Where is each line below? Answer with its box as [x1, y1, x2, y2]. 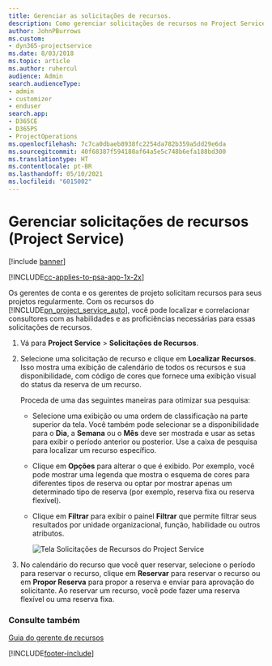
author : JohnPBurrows [8, 27, 82, 35]
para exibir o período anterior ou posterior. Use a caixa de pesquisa [32, 437, 257, 446]
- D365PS [8, 125, 38, 133]
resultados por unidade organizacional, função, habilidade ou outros [32, 519, 261, 529]
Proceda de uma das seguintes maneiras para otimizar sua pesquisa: [19, 395, 251, 405]
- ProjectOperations [8, 132, 79, 140]
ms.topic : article [8, 58, 70, 66]
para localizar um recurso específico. [32, 445, 157, 455]
